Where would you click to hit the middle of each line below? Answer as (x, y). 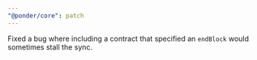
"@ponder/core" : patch (46, 16)
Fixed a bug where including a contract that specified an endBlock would (128, 38)
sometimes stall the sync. (50, 47)
